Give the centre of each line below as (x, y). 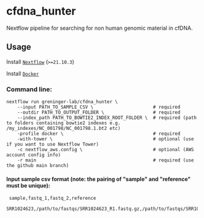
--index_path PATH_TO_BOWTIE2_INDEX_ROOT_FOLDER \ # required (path (107, 118)
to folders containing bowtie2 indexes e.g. (63, 123)
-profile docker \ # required (99, 134)
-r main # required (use (106, 160)
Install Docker (23, 73)
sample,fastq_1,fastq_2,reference (53, 199)
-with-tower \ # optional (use (106, 139)
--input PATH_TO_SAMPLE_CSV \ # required (99, 107)
